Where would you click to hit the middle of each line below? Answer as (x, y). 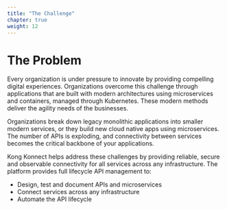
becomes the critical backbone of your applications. (81, 143)
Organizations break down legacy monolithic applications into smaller (105, 121)
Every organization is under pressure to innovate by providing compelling (110, 79)
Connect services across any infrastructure (78, 192)
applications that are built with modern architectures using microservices (110, 94)
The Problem (44, 60)
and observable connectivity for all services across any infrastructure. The (112, 164)
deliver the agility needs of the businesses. (68, 108)
